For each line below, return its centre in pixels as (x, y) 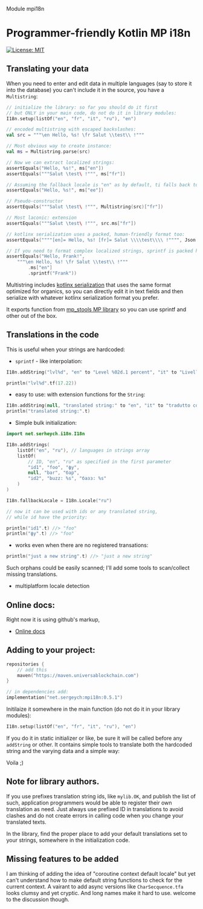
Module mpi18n (25, 9)
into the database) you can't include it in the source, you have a (85, 89)
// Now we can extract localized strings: (60, 163)
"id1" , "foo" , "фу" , (54, 467)
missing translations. (32, 574)
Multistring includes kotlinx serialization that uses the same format (89, 285)
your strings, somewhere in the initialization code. (68, 840)
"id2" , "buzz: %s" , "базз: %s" (67, 479)
